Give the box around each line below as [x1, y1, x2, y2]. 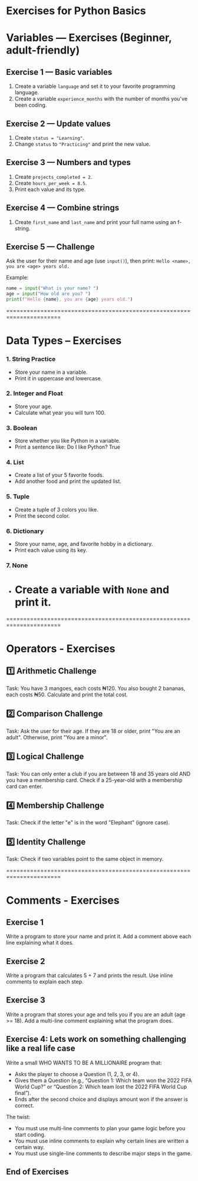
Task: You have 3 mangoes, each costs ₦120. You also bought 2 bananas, [6, 685, 186, 692]
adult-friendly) [6, 44, 80, 57]
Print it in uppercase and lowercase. [14, 374, 103, 381]
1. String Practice [6, 355, 56, 363]
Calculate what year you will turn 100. [14, 409, 106, 416]
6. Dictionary [6, 527, 44, 535]
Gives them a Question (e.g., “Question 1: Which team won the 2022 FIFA [14, 1077, 192, 1084]
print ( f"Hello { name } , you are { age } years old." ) [6, 297, 133, 302]
